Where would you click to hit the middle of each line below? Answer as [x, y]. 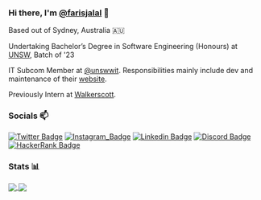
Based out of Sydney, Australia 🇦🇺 [66, 31]
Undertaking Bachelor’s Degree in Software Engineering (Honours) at [123, 47]
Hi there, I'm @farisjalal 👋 [59, 13]
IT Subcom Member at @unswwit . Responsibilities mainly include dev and [131, 71]
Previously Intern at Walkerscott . [62, 95]
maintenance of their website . [58, 79]
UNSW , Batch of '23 [41, 55]
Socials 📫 [29, 116]
